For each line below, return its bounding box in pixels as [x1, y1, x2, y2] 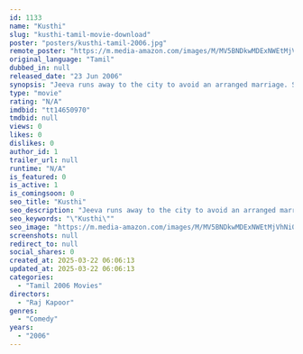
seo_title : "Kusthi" [9, 197, 87, 207]
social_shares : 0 [9, 248, 75, 257]
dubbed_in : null [9, 64, 70, 73]
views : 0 [9, 123, 42, 132]
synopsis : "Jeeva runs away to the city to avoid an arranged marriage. [9, 80, 289, 89]
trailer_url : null [9, 155, 78, 165]
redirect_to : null [9, 240, 78, 249]
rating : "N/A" [9, 96, 63, 106]
